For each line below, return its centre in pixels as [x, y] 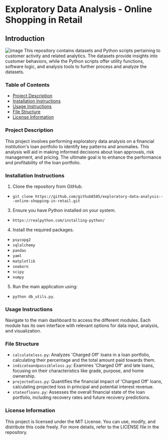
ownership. [24, 376]
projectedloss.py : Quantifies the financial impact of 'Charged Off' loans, [88, 381]
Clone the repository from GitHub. [47, 186]
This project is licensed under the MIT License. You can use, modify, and [80, 421]
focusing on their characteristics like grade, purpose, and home [78, 371]
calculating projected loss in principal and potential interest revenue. [83, 387]
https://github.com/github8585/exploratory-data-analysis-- [99, 196]
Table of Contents [28, 85]
